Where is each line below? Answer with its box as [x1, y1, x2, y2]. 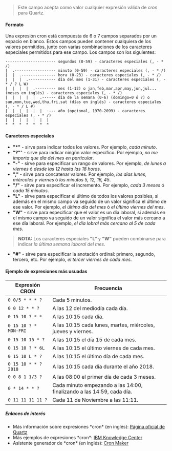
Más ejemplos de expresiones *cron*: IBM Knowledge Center [12, 434, 143, 440]
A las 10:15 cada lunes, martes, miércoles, [52, 321, 155, 329]
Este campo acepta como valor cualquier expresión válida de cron [17, 5, 158, 10]
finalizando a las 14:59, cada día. [52, 388, 132, 395]
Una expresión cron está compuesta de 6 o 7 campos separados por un [5, 33, 157, 39]
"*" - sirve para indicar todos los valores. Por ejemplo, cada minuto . [12, 144, 157, 150]
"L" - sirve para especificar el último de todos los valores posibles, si [12, 193, 159, 199]
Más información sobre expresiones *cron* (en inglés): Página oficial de [12, 423, 165, 429]
